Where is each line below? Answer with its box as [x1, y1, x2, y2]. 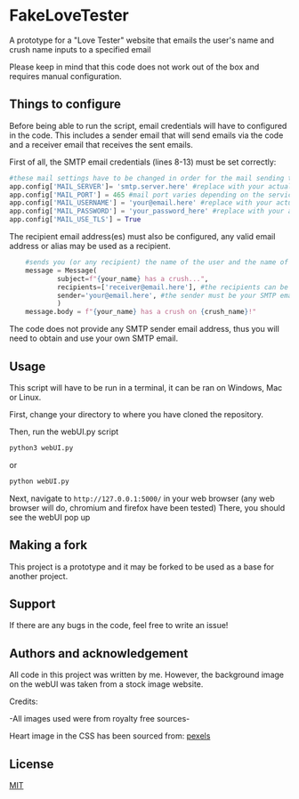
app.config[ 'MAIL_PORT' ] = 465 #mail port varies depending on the [9, 190, 265, 199]
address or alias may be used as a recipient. [9, 241, 171, 251]
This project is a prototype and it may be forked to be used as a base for [9, 561, 274, 572]
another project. [9, 570, 69, 581]
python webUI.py [9, 477, 69, 486]
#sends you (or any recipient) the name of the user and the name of [25, 258, 289, 267]
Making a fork [9, 537, 87, 553]
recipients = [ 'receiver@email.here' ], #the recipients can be [56, 282, 289, 292]
